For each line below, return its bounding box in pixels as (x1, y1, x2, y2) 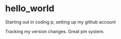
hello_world (5, 3, 55, 14)
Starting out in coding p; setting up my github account (5, 19, 116, 25)
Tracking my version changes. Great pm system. (5, 28, 105, 34)
